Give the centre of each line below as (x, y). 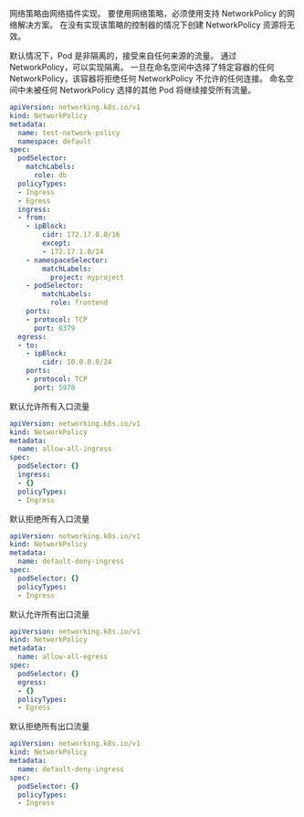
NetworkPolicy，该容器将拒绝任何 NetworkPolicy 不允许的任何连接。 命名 (147, 79)
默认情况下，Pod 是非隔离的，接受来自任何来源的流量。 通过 (123, 56)
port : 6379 (54, 328)
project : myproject (87, 277)
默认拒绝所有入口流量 (49, 518)
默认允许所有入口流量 (49, 406)
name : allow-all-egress (63, 657)
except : (57, 243)
